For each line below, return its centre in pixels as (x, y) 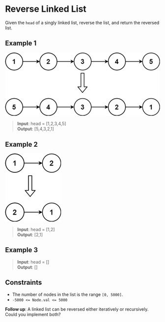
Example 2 (21, 144)
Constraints (24, 282)
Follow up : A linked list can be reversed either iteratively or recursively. (77, 309)
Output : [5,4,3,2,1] (35, 129)
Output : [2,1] (30, 235)
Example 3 (22, 250)
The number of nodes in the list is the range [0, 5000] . (68, 294)
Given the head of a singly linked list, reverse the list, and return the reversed (82, 23)
